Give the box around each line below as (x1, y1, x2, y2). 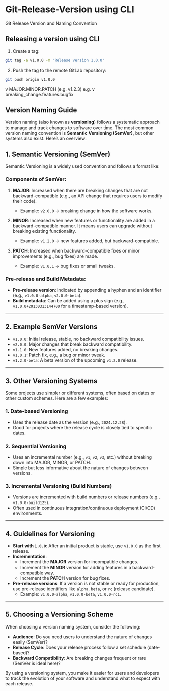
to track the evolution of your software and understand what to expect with (5, 675, 161, 681)
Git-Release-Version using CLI (5, 4, 134, 15)
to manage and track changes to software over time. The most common (5, 124, 154, 131)
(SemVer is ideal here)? (12, 660, 61, 666)
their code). (12, 198, 37, 204)
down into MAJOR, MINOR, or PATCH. (12, 459, 92, 465)
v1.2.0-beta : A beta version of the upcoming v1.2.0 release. (12, 357, 138, 363)
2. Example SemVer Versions (5, 323, 98, 331)
